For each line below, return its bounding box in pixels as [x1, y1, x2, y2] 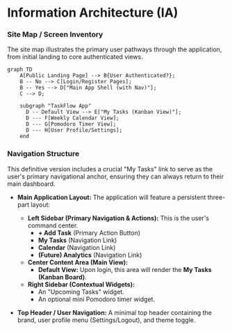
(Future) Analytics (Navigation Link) [38, 251, 142, 259]
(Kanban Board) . [38, 273, 87, 281]
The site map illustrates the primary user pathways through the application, [7, 45, 222, 53]
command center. [27, 221, 78, 230]
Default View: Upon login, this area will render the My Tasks [38, 265, 212, 273]
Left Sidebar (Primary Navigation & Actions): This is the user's [27, 214, 210, 222]
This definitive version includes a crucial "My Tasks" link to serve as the [7, 164, 213, 173]
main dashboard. [7, 179, 56, 188]
